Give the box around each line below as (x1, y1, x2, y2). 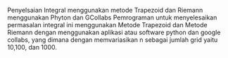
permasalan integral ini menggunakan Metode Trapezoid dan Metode (7, 21, 208, 29)
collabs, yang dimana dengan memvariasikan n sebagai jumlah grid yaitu (7, 36, 218, 44)
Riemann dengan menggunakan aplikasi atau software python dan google (7, 28, 221, 36)
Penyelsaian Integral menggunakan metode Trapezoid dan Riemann (7, 6, 203, 14)
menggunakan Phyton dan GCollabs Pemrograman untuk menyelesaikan (7, 13, 217, 22)
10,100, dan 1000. (7, 43, 58, 51)
